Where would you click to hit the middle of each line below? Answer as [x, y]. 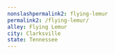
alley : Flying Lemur [38, 27]
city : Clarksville [34, 33]
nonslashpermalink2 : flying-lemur [58, 14]
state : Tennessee [33, 40]
